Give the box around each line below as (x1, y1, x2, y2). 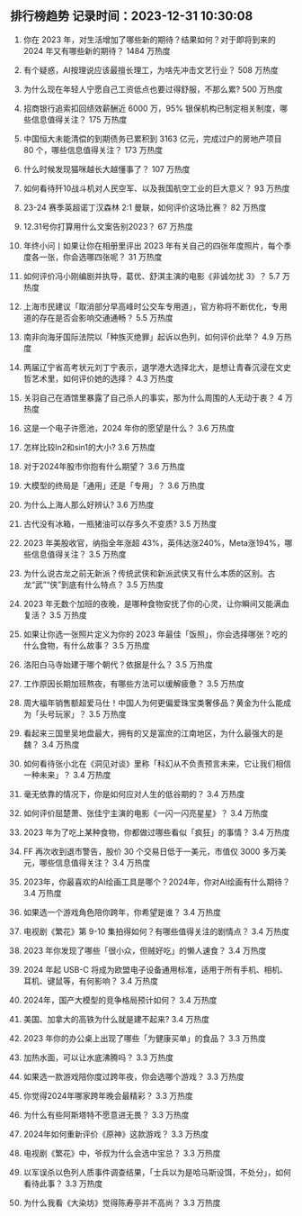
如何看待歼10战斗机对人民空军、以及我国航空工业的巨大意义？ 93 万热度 (22, 183, 290, 194)
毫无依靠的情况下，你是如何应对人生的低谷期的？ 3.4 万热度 (22, 788, 245, 799)
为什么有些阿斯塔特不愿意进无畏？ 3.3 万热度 (22, 1109, 190, 1120)
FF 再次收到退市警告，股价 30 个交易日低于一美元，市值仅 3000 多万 (22, 846, 279, 857)
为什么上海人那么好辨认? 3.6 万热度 (22, 499, 155, 510)
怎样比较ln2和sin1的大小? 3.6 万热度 (22, 441, 155, 452)
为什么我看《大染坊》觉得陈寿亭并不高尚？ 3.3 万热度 (22, 1197, 221, 1208)
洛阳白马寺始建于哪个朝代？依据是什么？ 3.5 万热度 (22, 658, 214, 669)
